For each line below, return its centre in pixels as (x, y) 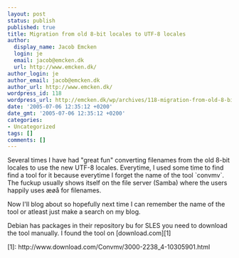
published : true (31, 27)
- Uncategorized (31, 127)
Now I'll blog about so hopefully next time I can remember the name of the (116, 205)
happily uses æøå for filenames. (54, 190)
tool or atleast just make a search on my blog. (74, 212)
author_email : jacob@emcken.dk (54, 80)
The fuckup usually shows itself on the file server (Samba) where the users (117, 183)
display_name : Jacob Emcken (55, 47)
